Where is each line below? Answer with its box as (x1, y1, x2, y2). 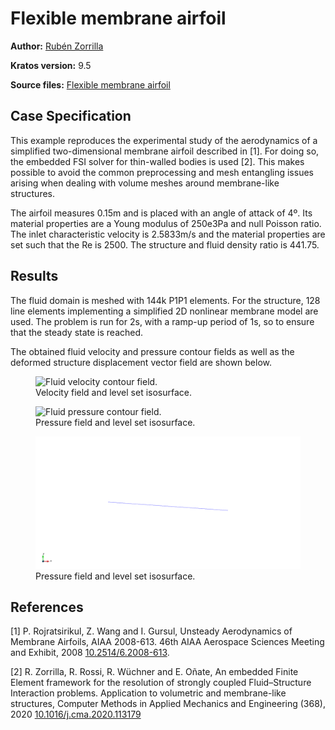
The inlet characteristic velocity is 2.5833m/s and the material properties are (10, 228, 326, 240)
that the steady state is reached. (10, 326, 144, 338)
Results (10, 268, 59, 285)
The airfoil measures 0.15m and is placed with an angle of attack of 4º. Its (10, 207, 313, 219)
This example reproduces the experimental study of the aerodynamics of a (10, 134, 318, 146)
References (10, 598, 84, 616)
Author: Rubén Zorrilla (10, 40, 104, 52)
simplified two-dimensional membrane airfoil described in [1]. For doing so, (10, 145, 320, 157)
